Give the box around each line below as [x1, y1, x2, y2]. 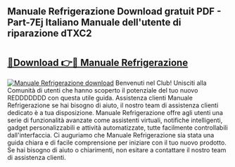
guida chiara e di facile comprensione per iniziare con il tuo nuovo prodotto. [7, 138, 227, 147]
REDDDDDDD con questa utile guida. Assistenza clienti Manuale [7, 94, 193, 102]
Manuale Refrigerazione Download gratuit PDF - [7, 6, 222, 18]
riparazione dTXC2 [7, 27, 92, 39]
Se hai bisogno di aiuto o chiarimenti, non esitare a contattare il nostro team [7, 146, 227, 154]
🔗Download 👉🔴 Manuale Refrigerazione [7, 56, 189, 69]
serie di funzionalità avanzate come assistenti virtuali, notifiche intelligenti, [7, 116, 223, 124]
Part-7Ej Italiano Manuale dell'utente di [7, 17, 182, 29]
